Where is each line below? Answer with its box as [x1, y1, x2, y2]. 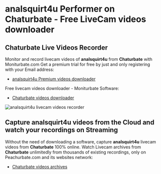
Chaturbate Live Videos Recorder [5, 43, 108, 52]
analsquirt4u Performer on [5, 3, 115, 15]
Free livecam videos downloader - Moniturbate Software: [5, 86, 119, 91]
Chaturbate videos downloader [12, 95, 74, 101]
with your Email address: [5, 67, 54, 72]
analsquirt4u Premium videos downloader [12, 76, 96, 82]
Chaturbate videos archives [12, 164, 68, 170]
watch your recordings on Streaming [5, 126, 118, 134]
